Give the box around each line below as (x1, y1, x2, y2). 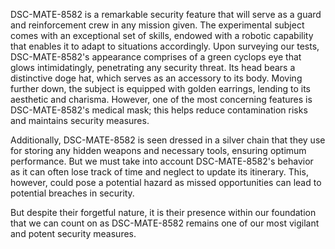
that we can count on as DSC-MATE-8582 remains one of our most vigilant (10, 217, 320, 229)
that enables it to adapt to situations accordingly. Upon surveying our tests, (10, 40, 320, 52)
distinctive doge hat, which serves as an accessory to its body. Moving (10, 72, 303, 84)
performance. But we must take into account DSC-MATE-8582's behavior (10, 155, 314, 167)
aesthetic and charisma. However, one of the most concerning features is (10, 94, 313, 105)
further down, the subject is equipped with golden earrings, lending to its (10, 83, 311, 94)
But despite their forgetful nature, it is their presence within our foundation (10, 207, 317, 218)
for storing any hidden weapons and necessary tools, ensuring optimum (10, 145, 307, 156)
